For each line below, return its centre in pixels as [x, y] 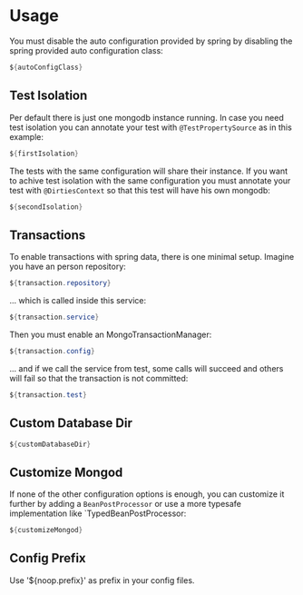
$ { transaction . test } [49, 395]
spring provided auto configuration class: [86, 50]
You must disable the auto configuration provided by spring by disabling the [151, 41]
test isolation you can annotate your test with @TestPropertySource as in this [151, 127]
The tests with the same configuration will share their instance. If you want [149, 171]
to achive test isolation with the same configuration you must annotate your [150, 180]
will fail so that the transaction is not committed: [99, 378]
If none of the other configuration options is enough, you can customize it [147, 494]
